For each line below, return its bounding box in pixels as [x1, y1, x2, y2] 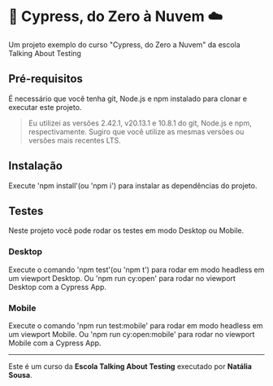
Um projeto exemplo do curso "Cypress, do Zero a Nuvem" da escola [8, 39, 241, 50]
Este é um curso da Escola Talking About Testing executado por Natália [8, 361, 252, 371]
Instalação [8, 159, 63, 173]
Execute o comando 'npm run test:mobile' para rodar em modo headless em [8, 320, 263, 331]
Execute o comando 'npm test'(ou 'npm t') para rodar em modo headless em [8, 265, 265, 274]
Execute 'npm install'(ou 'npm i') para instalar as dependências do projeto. [8, 181, 258, 191]
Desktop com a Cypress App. [8, 282, 107, 292]
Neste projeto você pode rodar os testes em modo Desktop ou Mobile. [8, 226, 245, 235]
